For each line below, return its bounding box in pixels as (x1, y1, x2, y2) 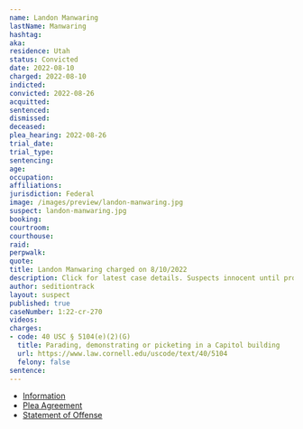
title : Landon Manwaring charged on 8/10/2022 (9, 266, 188, 275)
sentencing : (9, 155, 54, 165)
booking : (9, 214, 42, 224)
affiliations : (9, 182, 63, 191)
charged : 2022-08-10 (9, 72, 87, 81)
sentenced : (9, 106, 50, 115)
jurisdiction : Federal (9, 190, 95, 199)
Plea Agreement (22, 400, 83, 411)
